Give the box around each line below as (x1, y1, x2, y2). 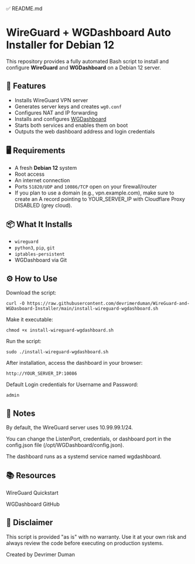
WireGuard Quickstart (6, 489, 59, 496)
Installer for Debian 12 (6, 38, 115, 52)
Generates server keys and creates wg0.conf (14, 103, 122, 110)
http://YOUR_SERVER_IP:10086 (6, 371, 77, 377)
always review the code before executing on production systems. (6, 539, 164, 546)
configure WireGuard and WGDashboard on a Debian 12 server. (6, 64, 161, 71)
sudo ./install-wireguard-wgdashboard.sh (6, 349, 109, 355)
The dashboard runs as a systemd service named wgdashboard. (6, 453, 162, 460)
